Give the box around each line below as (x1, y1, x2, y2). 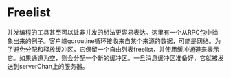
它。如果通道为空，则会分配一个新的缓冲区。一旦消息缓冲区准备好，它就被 (7, 53, 218, 62)
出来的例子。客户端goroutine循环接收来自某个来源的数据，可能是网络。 (12, 36, 215, 45)
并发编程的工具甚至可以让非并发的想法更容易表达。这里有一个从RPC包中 (7, 28, 212, 36)
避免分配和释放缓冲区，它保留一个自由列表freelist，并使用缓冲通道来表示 (12, 45, 220, 53)
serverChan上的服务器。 (19, 62, 89, 70)
